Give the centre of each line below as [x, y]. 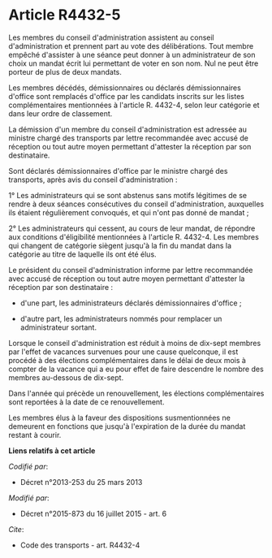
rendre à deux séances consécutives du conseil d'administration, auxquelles [136, 204]
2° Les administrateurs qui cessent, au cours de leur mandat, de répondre [132, 228]
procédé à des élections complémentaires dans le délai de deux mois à [127, 360]
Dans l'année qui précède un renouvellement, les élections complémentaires [136, 393]
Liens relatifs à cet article [52, 450]
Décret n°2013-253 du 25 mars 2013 [81, 482]
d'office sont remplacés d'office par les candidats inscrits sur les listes [127, 96]
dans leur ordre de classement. [60, 113]
